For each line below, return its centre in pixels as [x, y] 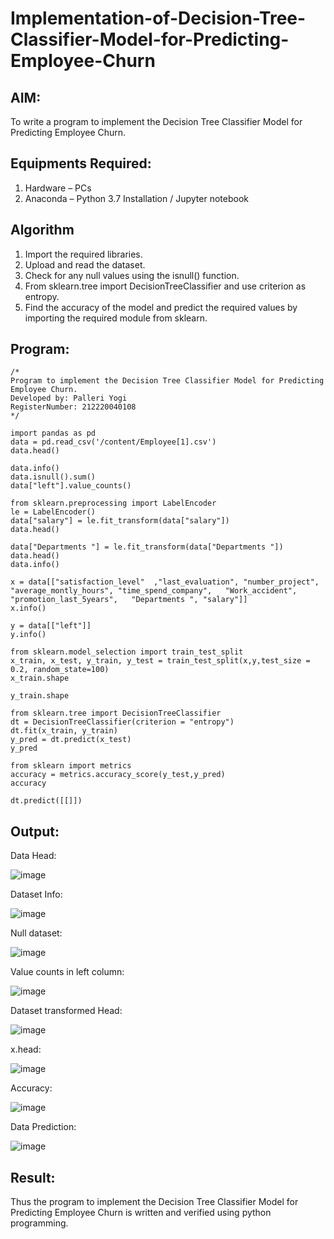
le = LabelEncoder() [53, 512]
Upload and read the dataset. [85, 264]
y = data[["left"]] [51, 626]
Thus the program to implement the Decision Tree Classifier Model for [154, 1202]
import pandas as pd [53, 433]
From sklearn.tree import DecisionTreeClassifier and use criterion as [165, 286]
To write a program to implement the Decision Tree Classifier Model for [156, 121]
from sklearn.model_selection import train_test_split [127, 652]
